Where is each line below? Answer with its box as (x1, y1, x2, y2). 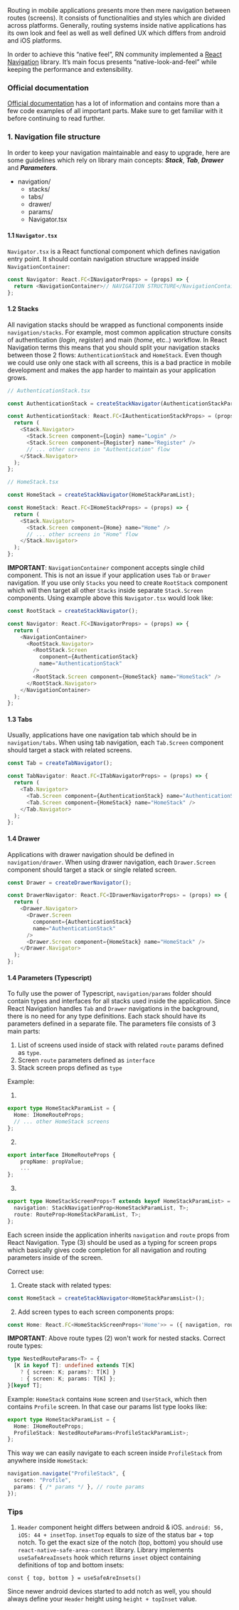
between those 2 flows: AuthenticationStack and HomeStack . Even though (7, 350, 222, 359)
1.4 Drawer (7, 834, 41, 843)
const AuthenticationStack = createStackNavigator (7, 400, 161, 407)
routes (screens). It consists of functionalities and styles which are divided (7, 14, 225, 22)
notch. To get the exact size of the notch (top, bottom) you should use (17, 1538, 223, 1547)
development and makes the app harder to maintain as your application (7, 366, 216, 374)
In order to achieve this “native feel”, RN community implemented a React (7, 50, 222, 58)
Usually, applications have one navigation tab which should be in (7, 731, 197, 740)
